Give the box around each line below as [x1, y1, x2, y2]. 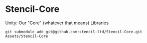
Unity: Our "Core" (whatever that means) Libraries [5, 20, 109, 26]
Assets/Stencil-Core [5, 34, 49, 39]
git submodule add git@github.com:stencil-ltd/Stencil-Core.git [5, 29, 142, 34]
